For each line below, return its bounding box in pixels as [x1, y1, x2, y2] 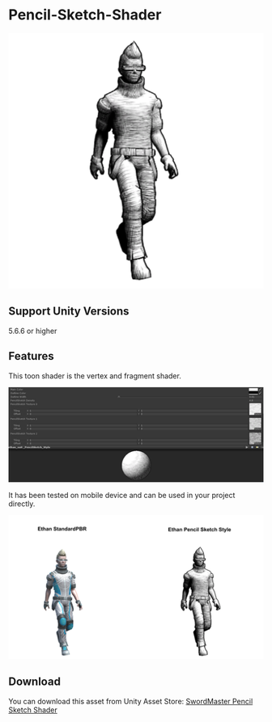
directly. [8, 499, 36, 509]
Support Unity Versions [8, 305, 130, 319]
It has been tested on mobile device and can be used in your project [8, 490, 236, 500]
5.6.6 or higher [8, 326, 57, 336]
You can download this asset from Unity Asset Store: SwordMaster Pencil [8, 696, 253, 706]
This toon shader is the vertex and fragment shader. [8, 370, 182, 381]
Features [8, 349, 54, 363]
